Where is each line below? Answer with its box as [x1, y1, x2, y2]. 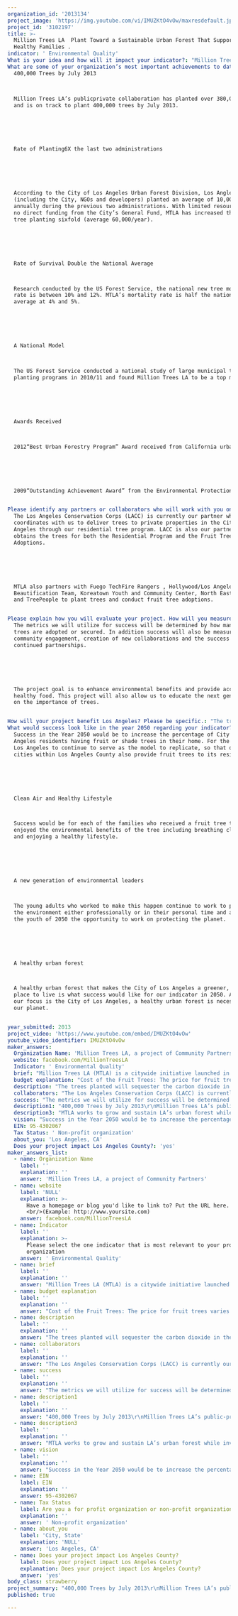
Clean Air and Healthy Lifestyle [13, 795, 113, 802]
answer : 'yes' [20, 1571, 62, 1579]
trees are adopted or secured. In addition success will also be [13, 629, 211, 636]
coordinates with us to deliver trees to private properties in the [13, 519, 220, 526]
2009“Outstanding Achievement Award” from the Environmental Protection [13, 487, 233, 494]
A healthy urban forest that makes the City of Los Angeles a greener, [13, 985, 230, 992]
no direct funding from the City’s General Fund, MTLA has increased [13, 209, 223, 217]
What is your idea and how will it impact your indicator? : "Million [7, 57, 217, 64]
